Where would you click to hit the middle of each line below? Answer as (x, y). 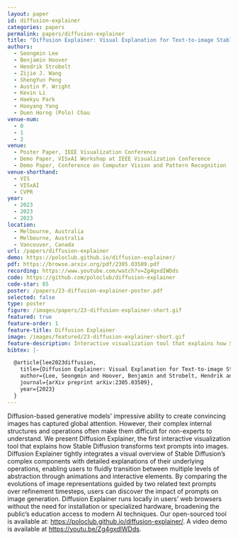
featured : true (30, 317)
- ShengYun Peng (38, 80)
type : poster (27, 304)
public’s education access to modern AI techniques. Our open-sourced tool (117, 514)
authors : (20, 47)
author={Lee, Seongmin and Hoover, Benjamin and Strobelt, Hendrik (121, 376)
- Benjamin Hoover (41, 60)
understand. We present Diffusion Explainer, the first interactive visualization (119, 438)
